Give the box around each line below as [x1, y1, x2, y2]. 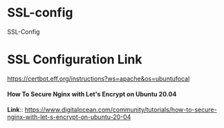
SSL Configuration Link [7, 52, 142, 67]
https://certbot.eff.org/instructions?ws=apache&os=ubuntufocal [7, 74, 190, 83]
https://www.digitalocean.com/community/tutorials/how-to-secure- [24, 105, 217, 114]
